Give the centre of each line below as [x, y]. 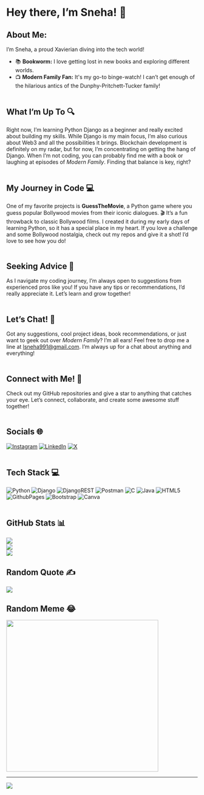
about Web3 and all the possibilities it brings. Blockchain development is [97, 143]
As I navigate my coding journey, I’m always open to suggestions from [94, 281]
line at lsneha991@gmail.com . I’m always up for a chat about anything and [99, 347]
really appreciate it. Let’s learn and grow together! [69, 294]
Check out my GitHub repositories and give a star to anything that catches [99, 393]
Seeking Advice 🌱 [40, 266]
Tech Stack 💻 [33, 473]
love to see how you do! [36, 241]
